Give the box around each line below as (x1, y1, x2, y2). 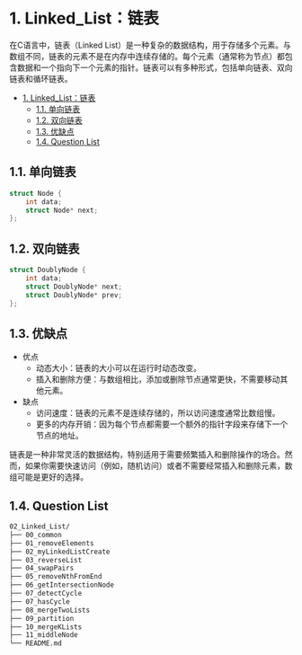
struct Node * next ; (25, 206, 99, 215)
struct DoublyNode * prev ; (25, 290, 123, 299)
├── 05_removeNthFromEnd (9, 572, 102, 581)
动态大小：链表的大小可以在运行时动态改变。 (35, 363, 202, 374)
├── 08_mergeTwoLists (9, 606, 91, 615)
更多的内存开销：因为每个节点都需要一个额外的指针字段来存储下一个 (35, 419, 289, 429)
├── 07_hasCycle (9, 597, 70, 606)
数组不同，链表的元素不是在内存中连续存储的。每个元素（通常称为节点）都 (9, 50, 285, 61)
